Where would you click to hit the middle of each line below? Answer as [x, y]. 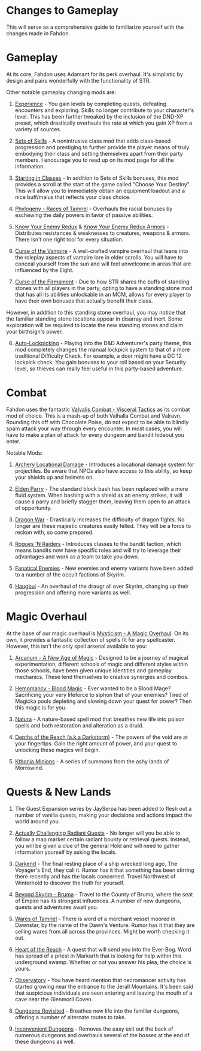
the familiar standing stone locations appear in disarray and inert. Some [94, 319]
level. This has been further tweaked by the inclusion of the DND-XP [99, 116]
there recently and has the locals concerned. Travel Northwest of [95, 876]
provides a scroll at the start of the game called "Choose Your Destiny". [103, 184]
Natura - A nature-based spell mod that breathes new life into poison [100, 719]
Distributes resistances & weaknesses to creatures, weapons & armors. [103, 233]
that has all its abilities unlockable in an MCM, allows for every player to [103, 294]
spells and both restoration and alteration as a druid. [79, 725]
